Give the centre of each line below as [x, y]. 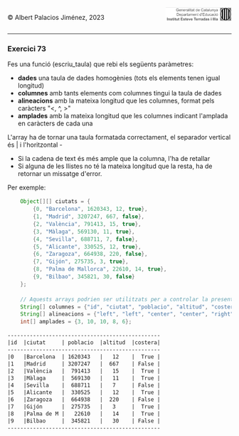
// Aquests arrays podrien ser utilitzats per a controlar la [114, 299]
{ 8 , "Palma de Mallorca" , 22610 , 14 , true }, [100, 269]
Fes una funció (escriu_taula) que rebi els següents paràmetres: [101, 64]
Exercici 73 [27, 48]
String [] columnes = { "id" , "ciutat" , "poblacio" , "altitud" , [114, 307]
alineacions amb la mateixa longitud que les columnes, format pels [116, 101]
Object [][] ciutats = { [55, 202]
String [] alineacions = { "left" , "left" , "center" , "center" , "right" [127, 314]
